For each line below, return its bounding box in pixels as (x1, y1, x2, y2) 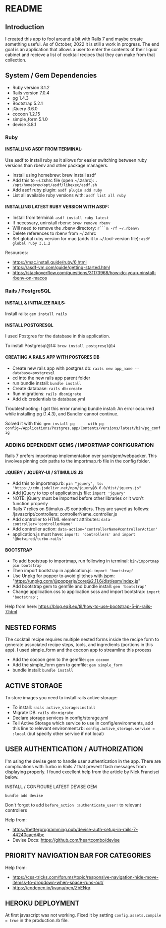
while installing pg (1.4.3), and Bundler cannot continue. (5, 410, 119, 417)
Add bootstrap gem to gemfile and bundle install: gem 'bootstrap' (12, 584, 147, 590)
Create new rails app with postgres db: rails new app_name (12, 365, 133, 371)
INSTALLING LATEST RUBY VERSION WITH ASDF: (5, 203, 110, 209)
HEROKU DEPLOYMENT (5, 899, 80, 908)
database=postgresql (12, 370, 55, 375)
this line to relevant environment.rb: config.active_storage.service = (12, 726, 155, 731)
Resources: (5, 250, 28, 256)
